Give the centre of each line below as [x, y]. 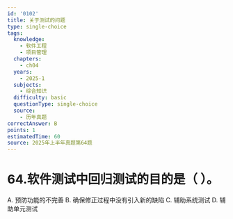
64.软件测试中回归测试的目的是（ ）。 [113, 180]
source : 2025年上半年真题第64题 [50, 143]
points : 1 [22, 130]
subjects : [27, 85]
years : [23, 72]
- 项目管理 [33, 53]
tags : [15, 33]
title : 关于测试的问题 [37, 20]
